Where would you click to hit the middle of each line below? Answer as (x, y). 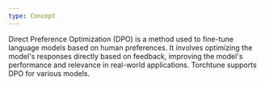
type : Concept (32, 16)
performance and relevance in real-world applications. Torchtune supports (132, 65)
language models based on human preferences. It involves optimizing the (130, 47)
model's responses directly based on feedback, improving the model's (126, 56)
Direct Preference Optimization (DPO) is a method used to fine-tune (121, 39)
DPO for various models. (49, 73)
